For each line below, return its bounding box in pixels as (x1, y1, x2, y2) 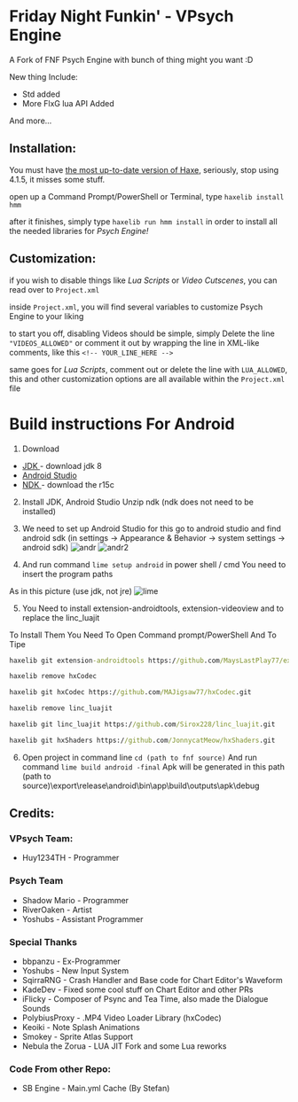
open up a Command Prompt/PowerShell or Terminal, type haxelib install (9, 191, 285, 201)
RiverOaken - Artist (21, 904, 92, 915)
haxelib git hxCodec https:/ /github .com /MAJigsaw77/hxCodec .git (9, 688, 252, 697)
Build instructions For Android (9, 414, 235, 434)
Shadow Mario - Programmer (21, 895, 129, 905)
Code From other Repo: (9, 1062, 112, 1075)
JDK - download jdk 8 (21, 460, 102, 471)
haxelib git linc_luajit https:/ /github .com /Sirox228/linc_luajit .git (9, 720, 276, 729)
